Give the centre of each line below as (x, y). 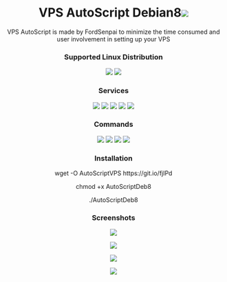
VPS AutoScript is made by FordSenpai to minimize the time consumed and (113, 32)
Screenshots (113, 218)
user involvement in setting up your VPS (113, 39)
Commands (113, 124)
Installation (113, 158)
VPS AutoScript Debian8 (110, 13)
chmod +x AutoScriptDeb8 (113, 187)
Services (113, 91)
